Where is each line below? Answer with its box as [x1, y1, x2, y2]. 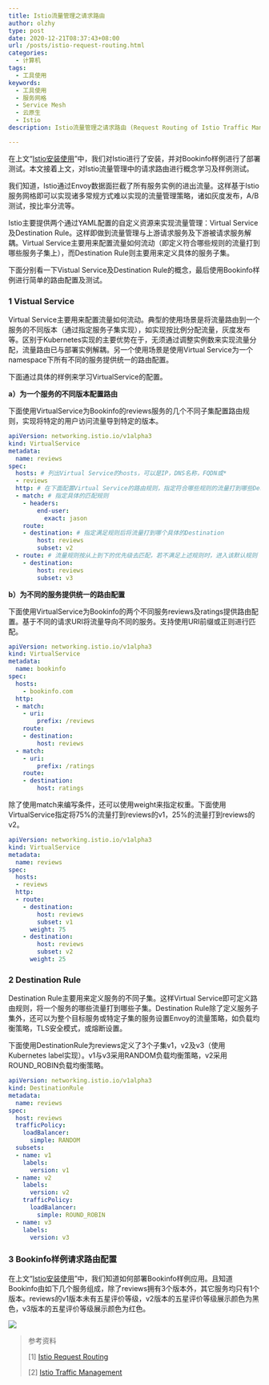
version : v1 [29, 1166, 70, 1174]
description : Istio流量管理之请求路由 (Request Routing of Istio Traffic [8, 124, 249, 132]
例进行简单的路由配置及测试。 [8, 274, 106, 285]
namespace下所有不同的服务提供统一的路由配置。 [8, 355, 174, 365]
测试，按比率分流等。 [8, 201, 78, 210]
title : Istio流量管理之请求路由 [8, 11, 106, 20]
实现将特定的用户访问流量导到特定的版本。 [22, 416, 163, 426]
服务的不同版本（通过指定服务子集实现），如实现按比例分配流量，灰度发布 [8, 325, 251, 335]
